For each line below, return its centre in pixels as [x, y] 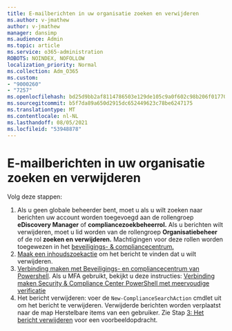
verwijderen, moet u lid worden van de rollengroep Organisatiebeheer [117, 232]
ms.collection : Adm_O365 [43, 71]
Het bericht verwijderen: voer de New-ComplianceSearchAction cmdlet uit [119, 298]
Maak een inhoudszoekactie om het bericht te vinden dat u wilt [107, 254]
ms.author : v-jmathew [38, 20]
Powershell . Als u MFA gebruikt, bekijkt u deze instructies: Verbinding [116, 276]
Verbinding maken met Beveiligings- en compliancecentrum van [108, 269]
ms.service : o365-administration [55, 52]
